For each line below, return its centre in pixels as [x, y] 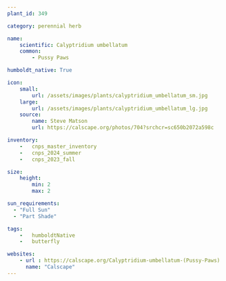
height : [30, 178]
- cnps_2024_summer [50, 153]
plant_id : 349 [28, 13]
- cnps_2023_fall [48, 159]
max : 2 [41, 191]
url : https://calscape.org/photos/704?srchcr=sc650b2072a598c [123, 128]
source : [30, 115]
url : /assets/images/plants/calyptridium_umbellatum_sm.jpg [120, 95]
